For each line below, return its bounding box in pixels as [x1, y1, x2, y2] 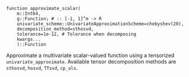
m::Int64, [17, 11, 41, 16]
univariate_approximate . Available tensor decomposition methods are [6, 58, 177, 65]
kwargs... [17, 36, 41, 42]
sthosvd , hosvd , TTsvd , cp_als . [6, 65, 78, 71]
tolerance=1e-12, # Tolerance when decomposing [17, 31, 136, 37]
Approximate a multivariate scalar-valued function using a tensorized [6, 52, 175, 59]
